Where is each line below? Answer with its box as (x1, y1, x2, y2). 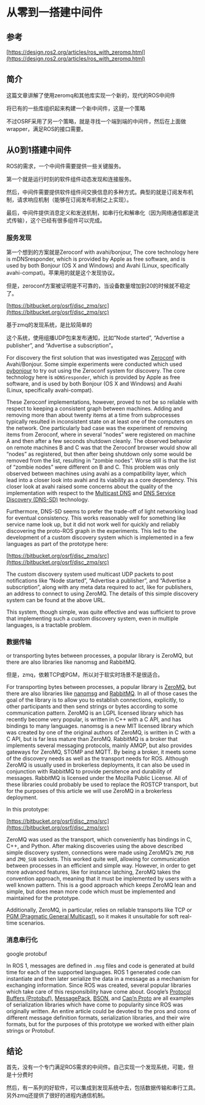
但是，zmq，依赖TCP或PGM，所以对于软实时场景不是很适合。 (6, 671, 164, 679)
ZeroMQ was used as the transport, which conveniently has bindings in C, (6, 836, 192, 843)
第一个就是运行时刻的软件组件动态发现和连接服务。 (6, 175, 135, 182)
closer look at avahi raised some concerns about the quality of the (6, 483, 173, 490)
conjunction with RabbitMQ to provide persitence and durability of (6, 768, 172, 775)
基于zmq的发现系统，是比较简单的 (6, 321, 93, 328)
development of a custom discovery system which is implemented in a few (6, 534, 194, 541)
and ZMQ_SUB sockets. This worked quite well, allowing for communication (6, 855, 190, 863)
